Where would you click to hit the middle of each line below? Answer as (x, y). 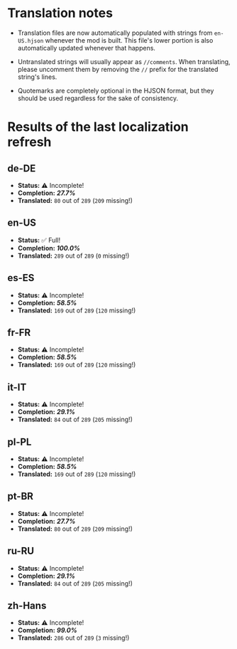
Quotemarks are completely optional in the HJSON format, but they (116, 90)
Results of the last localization (98, 127)
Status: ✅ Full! (39, 240)
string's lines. (37, 77)
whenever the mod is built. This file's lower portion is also (129, 40)
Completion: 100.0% (49, 248)
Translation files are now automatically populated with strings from (115, 33)
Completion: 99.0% (47, 630)
